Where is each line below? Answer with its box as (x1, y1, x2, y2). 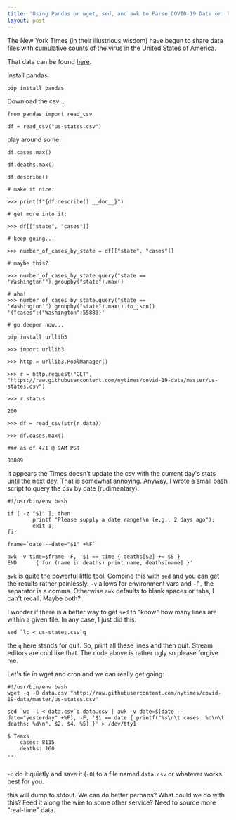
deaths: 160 (20, 745, 55, 752)
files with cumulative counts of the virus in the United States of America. (7, 44, 216, 52)
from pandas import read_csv (7, 111, 93, 118)
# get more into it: (7, 210, 68, 217)
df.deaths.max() (7, 161, 55, 168)
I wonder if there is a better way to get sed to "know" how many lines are (7, 607, 217, 616)
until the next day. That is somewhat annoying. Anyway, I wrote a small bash (7, 477, 228, 485)
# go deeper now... (7, 321, 65, 328)
